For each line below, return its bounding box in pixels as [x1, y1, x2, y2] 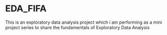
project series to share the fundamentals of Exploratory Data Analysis [5, 24, 150, 30]
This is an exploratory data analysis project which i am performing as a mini [5, 19, 162, 25]
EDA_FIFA [5, 3, 47, 14]
